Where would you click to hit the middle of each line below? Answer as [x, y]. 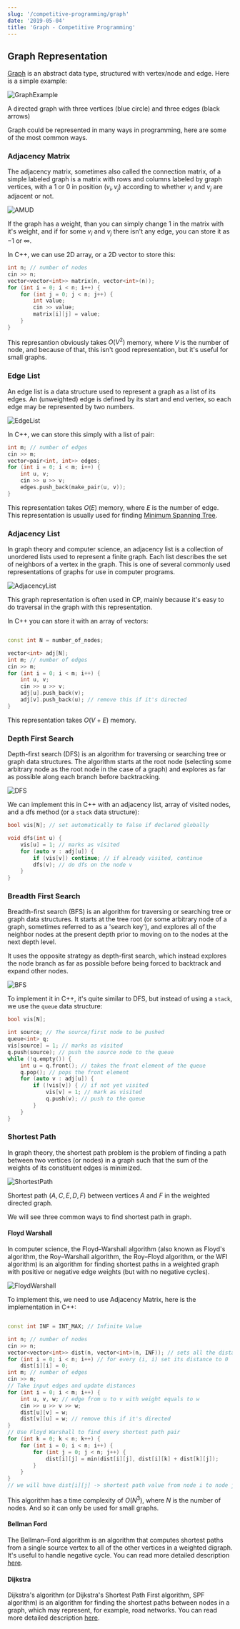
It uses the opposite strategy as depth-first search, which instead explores [117, 956]
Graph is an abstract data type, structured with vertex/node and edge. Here [119, 74]
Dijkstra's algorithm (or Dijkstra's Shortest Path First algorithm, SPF [106, 1595]
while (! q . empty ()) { [40, 1059]
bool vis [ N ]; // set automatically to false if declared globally [108, 826]
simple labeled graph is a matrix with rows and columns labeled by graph [115, 179]
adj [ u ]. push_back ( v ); [52, 693]
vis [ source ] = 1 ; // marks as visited [65, 1046]
